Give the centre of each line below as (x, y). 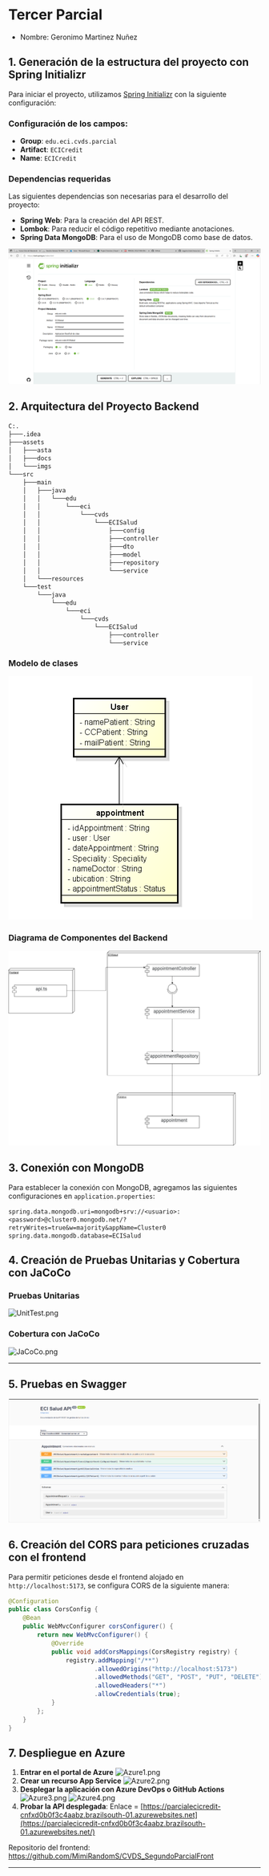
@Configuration (34, 1601)
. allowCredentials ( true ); (137, 1695)
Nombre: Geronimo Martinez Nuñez (78, 37)
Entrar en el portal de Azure (66, 1772)
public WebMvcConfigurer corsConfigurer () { (98, 1627)
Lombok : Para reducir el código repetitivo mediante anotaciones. (127, 229)
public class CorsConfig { (53, 1609)
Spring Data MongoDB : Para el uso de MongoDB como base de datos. (137, 238)
